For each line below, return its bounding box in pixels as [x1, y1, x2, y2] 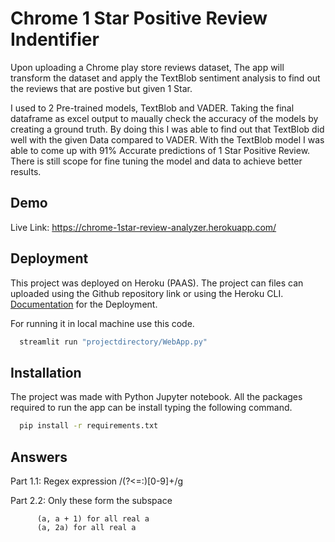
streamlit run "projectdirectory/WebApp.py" [19, 337, 208, 347]
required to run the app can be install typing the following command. [10, 402, 293, 414]
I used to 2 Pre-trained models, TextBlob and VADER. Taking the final [10, 102, 295, 114]
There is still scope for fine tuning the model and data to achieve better [10, 155, 303, 167]
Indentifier [10, 28, 100, 51]
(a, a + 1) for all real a [36, 513, 150, 524]
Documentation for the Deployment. [10, 298, 158, 310]
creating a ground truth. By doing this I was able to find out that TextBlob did [10, 123, 325, 135]
